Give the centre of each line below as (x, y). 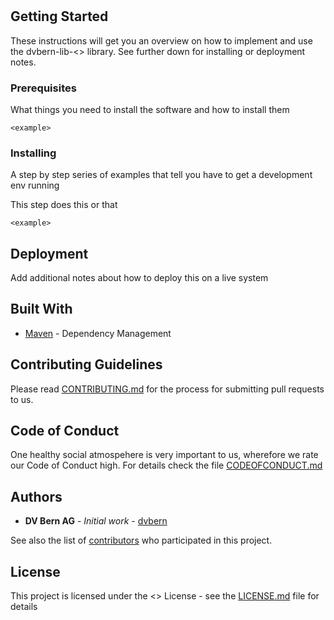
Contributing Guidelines (86, 364)
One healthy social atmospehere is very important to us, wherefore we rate (164, 455)
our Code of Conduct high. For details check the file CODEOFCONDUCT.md (166, 465)
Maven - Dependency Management (98, 333)
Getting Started (59, 16)
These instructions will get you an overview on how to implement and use (161, 40)
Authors (36, 496)
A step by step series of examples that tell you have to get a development (161, 175)
